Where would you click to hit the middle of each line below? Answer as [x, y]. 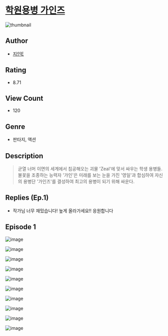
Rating [16, 70]
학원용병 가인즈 [35, 10]
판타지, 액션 [24, 139]
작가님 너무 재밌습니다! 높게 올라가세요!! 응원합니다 [63, 211]
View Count [24, 98]
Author [17, 41]
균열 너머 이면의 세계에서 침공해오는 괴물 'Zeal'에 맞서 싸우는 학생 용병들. [90, 169]
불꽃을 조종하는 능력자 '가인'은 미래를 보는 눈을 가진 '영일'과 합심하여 [86, 175]
